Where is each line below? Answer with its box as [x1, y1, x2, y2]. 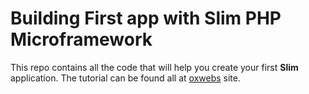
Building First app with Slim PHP [10, 7, 282, 30]
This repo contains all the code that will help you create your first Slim [10, 61, 299, 73]
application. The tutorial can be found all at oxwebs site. [10, 72, 241, 84]
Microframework [10, 28, 153, 51]
